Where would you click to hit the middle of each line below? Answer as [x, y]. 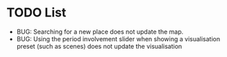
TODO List [36, 13]
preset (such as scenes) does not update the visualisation [99, 46]
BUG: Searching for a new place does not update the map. [100, 32]
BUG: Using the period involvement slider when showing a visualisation [118, 38]
